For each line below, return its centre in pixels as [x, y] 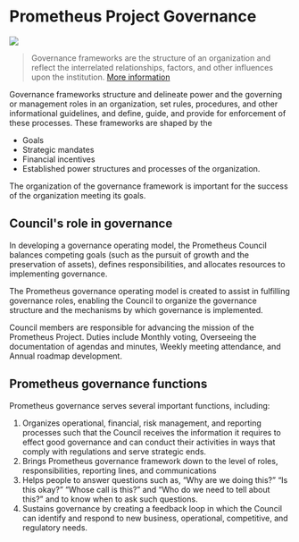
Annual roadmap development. [66, 356]
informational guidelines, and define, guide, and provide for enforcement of [148, 113]
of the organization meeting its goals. [78, 195]
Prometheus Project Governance [133, 17]
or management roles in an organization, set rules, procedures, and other [144, 104]
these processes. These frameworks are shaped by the [111, 123]
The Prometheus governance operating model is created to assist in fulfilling [149, 291]
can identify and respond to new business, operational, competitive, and [155, 518]
